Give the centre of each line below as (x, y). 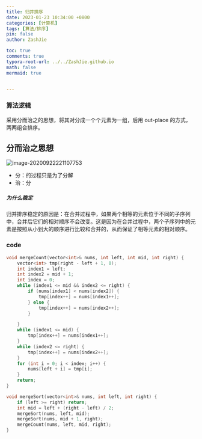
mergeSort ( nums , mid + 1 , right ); (60, 419)
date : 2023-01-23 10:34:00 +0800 (48, 17)
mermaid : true (24, 73)
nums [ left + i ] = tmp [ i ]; (60, 369)
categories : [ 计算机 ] (32, 23)
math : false (21, 67)
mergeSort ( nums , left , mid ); (54, 413)
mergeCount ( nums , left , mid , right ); (64, 425)
